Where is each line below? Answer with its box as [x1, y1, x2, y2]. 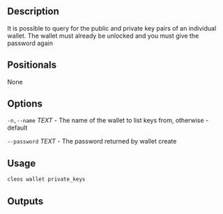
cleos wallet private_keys [7, 176, 86, 183]
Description [7, 6, 59, 17]
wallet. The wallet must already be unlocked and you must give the [7, 31, 199, 40]
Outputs [7, 195, 44, 207]
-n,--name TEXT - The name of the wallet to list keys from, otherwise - [7, 116, 209, 125]
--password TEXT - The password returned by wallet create [7, 137, 177, 146]
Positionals [7, 59, 57, 71]
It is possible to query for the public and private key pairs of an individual [7, 24, 217, 32]
